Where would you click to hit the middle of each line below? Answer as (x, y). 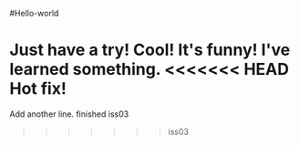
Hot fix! (38, 89)
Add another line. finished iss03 (69, 114)
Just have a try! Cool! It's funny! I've (150, 50)
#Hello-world (34, 13)
